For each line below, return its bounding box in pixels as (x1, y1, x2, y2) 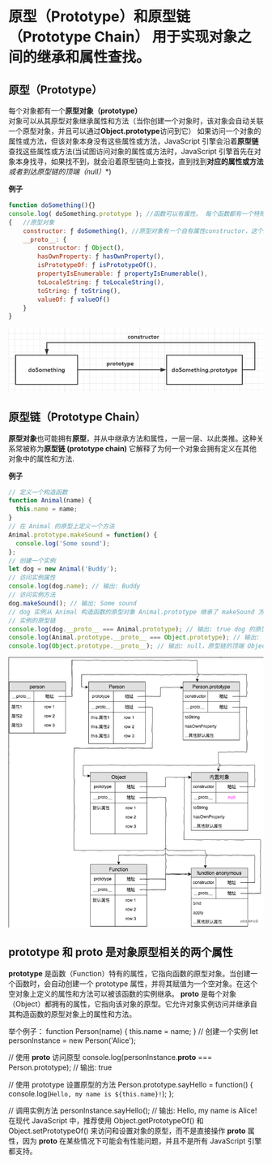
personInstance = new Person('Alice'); (8, 1036, 136, 1045)
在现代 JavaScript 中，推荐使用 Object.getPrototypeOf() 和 (8, 1115, 204, 1125)
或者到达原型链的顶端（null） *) (8, 167, 112, 176)
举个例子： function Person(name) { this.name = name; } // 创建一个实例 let (8, 1026, 259, 1036)
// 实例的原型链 (8, 616, 56, 625)
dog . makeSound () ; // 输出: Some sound (8, 599, 137, 607)
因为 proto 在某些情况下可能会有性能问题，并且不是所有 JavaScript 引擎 (22, 1135, 262, 1145)
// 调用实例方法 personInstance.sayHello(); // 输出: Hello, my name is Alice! (8, 1105, 257, 1115)
